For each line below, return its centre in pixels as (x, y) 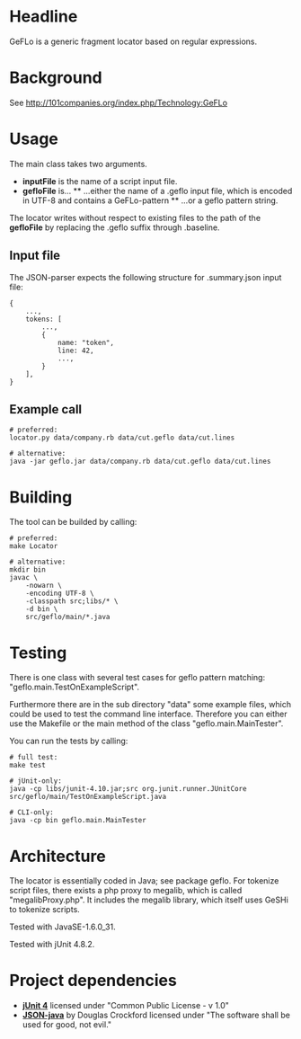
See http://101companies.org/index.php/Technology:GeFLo (118, 102)
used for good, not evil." (67, 1025)
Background (56, 78)
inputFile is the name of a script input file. (100, 181)
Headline (44, 17)
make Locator (34, 546)
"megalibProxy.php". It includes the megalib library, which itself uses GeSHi (149, 900)
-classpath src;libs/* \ (72, 601)
